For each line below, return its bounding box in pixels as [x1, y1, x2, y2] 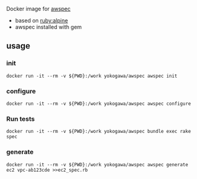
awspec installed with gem [15, 24, 82, 30]
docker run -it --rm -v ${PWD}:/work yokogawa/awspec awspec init [6, 73, 178, 79]
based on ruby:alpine [15, 17, 68, 24]
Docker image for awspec [6, 5, 71, 12]
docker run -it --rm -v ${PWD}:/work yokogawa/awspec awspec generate [6, 161, 189, 167]
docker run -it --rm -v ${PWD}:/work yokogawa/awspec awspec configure [6, 100, 191, 107]
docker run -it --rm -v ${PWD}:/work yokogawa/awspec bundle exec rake [6, 129, 191, 135]
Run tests [6, 115, 35, 123]
